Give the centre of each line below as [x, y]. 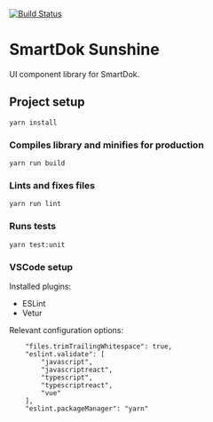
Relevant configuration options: [67, 330]
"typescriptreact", [77, 385]
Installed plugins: [40, 286]
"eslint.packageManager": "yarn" [87, 409]
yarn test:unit [37, 244]
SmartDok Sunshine [84, 50]
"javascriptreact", [77, 370]
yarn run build [37, 163]
